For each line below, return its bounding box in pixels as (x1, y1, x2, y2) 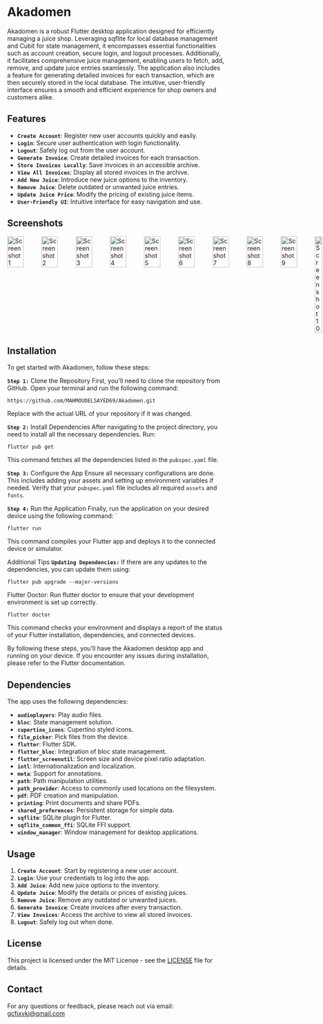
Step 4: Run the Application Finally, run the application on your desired (7, 505, 209, 513)
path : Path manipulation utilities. (17, 777, 108, 785)
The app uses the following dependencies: (7, 697, 128, 706)
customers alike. (7, 93, 54, 101)
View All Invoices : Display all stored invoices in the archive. (17, 168, 190, 176)
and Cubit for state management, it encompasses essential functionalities (7, 41, 216, 50)
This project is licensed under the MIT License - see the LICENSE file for (7, 956, 213, 964)
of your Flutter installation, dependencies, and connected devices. (7, 631, 195, 639)
